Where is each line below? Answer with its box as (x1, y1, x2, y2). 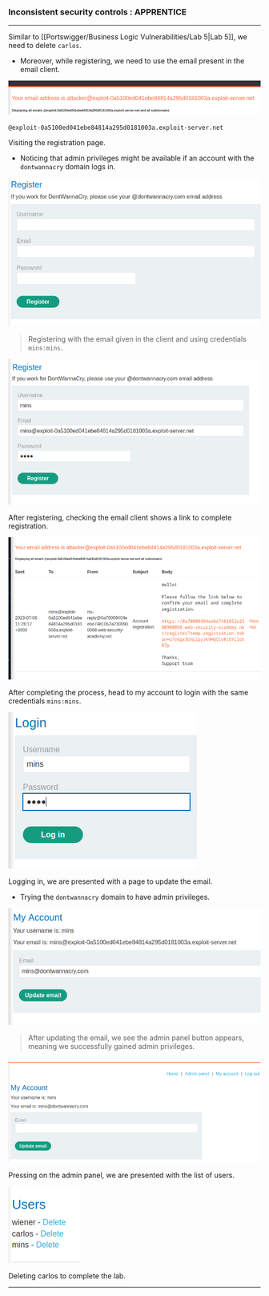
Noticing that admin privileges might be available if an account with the (19, 153, 255, 163)
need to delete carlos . (8, 41, 82, 51)
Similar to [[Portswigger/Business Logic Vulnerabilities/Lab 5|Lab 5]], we (8, 32, 248, 42)
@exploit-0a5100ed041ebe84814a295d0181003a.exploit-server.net (8, 124, 224, 132)
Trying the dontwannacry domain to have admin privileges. (19, 892, 211, 901)
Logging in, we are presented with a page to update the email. (8, 877, 213, 886)
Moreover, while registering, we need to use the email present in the (19, 56, 245, 66)
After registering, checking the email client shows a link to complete (8, 512, 232, 522)
